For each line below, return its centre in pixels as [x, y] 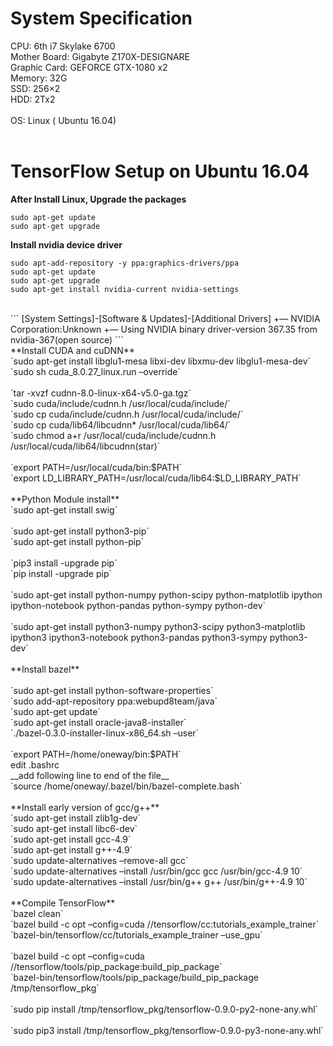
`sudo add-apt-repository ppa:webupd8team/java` [114, 701]
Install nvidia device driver [66, 244]
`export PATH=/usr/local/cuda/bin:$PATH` [96, 467]
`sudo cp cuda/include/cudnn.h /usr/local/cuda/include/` [127, 414]
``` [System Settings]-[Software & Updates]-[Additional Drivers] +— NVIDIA [165, 318]
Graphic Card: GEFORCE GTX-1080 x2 [89, 67]
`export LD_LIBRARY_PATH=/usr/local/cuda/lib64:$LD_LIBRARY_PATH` [156, 478]
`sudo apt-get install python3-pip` [80, 531]
